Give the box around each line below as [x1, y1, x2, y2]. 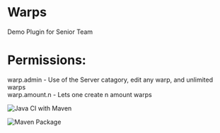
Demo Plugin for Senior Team [7, 27, 93, 36]
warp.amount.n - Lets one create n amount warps [7, 90, 152, 99]
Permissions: [7, 52, 86, 68]
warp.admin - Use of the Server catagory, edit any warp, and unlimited [7, 75, 214, 84]
